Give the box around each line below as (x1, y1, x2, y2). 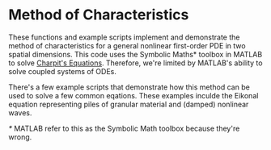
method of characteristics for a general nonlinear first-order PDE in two (8, 40, 246, 50)
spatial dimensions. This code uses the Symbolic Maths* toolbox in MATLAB (8, 49, 263, 59)
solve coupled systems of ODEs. (8, 66, 117, 76)
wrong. (8, 131, 32, 142)
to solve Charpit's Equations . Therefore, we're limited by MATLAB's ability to (8, 58, 263, 68)
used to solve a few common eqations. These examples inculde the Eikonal (8, 90, 259, 100)
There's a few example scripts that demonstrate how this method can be (8, 82, 251, 92)
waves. (8, 107, 32, 118)
